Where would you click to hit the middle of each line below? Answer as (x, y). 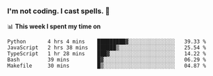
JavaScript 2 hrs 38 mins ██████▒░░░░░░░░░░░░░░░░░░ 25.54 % (107, 48)
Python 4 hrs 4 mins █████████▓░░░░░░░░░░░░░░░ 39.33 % (107, 42)
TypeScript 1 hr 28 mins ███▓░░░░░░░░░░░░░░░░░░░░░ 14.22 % (107, 54)
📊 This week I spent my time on (54, 26)
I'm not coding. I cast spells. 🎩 (59, 11)
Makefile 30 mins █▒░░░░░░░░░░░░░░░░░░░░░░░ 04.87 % (107, 66)
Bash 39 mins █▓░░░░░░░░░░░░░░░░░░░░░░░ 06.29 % (107, 60)
